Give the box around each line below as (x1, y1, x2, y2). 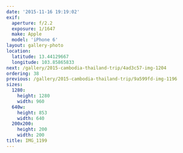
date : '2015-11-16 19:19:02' (6, 8, 80, 15)
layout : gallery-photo (6, 43, 64, 49)
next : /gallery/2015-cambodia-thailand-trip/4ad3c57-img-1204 (6, 64, 167, 71)
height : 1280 (17, 93, 50, 99)
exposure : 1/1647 (12, 25, 56, 32)
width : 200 (17, 132, 45, 139)
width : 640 (17, 115, 45, 121)
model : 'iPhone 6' (12, 37, 59, 43)
